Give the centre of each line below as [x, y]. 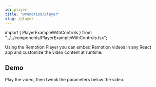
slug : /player [19, 19]
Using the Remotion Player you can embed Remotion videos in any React [78, 47]
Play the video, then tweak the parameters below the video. [65, 80]
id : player [16, 10]
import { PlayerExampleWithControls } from [48, 33]
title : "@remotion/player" [32, 14]
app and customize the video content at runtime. [54, 52]
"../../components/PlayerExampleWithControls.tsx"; [56, 38]
